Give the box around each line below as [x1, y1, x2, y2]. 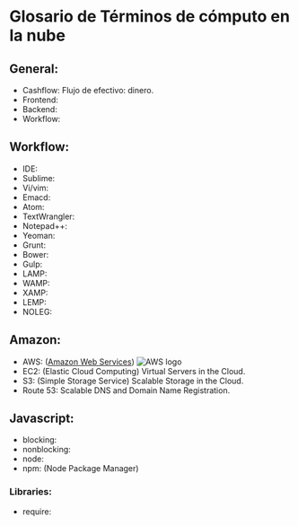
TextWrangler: [22, 211, 75, 222]
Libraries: [9, 486, 52, 498]
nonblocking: [22, 444, 72, 455]
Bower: [22, 249, 49, 259]
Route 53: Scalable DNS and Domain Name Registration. [22, 384, 231, 396]
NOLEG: [22, 306, 52, 317]
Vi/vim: [22, 182, 49, 193]
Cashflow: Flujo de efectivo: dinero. [22, 85, 154, 95]
